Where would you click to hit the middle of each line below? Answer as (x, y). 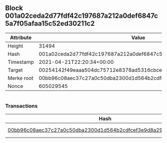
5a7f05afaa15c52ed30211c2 (50, 24)
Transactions (22, 106)
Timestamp (21, 62)
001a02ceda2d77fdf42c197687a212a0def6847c (82, 16)
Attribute (21, 38)
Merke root (21, 78)
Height (15, 46)
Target (15, 70)
